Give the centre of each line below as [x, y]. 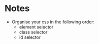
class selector [33, 32]
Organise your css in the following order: [53, 22]
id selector [30, 37]
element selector [36, 27]
